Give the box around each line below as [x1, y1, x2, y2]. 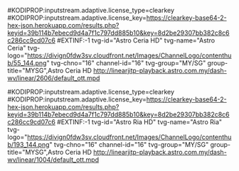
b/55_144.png [7, 59, 47, 67]
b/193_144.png [7, 140, 50, 148]
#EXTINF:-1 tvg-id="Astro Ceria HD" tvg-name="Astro [56, 36, 216, 45]
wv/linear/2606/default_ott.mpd [7, 74, 100, 82]
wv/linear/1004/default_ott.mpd [7, 155, 100, 164]
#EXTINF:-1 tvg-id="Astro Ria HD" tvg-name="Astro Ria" [56, 118, 223, 126]
